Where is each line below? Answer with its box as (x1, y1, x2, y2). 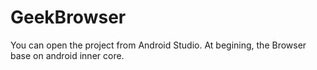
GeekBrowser (10, 6, 127, 29)
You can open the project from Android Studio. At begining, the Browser (10, 39, 307, 51)
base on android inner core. (10, 49, 125, 61)
